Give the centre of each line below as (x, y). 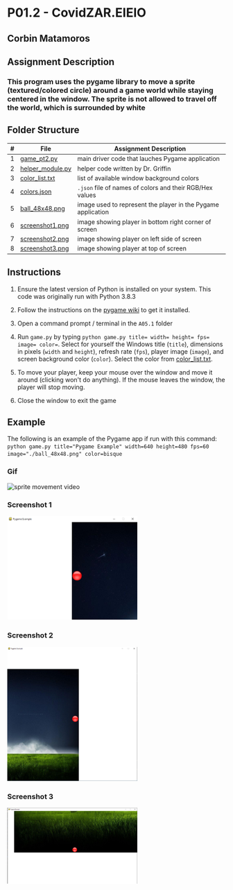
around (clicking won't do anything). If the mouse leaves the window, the (121, 379)
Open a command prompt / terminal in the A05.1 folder (95, 323)
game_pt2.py (39, 159)
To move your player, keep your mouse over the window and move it (115, 372)
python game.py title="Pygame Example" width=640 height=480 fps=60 (108, 447)
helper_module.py (46, 169)
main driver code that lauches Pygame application (149, 159)
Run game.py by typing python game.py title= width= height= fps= (113, 336)
